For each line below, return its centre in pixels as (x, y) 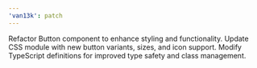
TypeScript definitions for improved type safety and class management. (127, 55)
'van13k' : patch (35, 16)
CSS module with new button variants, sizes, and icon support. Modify (125, 47)
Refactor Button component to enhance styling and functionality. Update (128, 38)
